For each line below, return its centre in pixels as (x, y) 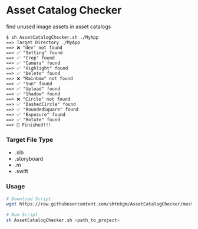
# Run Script (22, 215)
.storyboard (29, 159)
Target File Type (30, 140)
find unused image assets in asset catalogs (59, 26)
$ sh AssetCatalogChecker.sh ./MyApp (52, 37)
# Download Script (29, 199)
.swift (21, 171)
